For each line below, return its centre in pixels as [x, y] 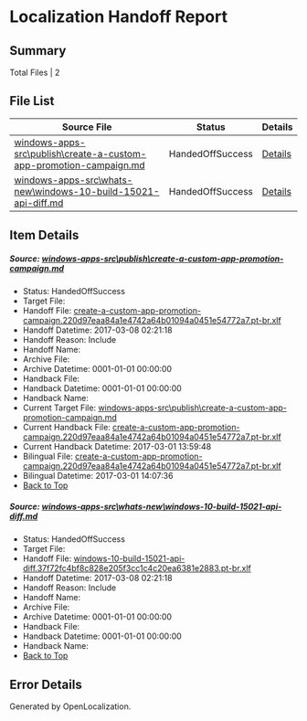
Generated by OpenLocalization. [70, 706]
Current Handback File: [67, 428]
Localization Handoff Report [119, 17]
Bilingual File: [48, 456]
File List [32, 101]
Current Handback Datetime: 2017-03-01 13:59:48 [117, 447]
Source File [87, 127]
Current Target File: [59, 408]
